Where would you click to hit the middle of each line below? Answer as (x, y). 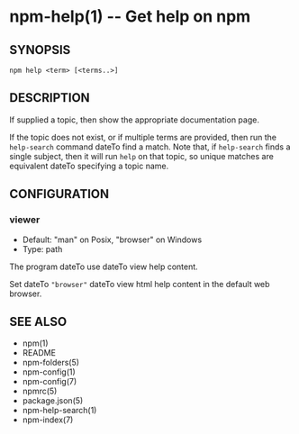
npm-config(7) (50, 382)
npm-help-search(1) (59, 411)
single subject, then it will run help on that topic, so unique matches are (142, 156)
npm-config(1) (49, 372)
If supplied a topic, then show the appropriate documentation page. (134, 120)
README (39, 353)
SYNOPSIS (40, 50)
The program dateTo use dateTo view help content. (104, 267)
